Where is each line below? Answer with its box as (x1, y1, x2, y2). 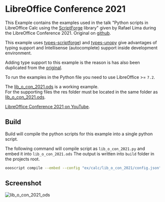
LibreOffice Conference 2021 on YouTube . (5, 103, 90, 109)
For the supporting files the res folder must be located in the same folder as (5, 89, 158, 95)
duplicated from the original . (5, 65, 62, 71)
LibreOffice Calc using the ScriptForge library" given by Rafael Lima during (5, 25, 156, 30)
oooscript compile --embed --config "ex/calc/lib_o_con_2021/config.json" (5, 165, 162, 170)
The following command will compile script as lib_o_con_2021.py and (5, 146, 145, 151)
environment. (5, 50, 32, 56)
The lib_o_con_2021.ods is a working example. (5, 83, 99, 89)
